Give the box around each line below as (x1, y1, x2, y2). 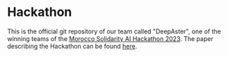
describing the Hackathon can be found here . (7, 42, 138, 50)
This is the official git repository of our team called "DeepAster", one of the (7, 27, 221, 35)
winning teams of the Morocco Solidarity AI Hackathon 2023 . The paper (7, 34, 213, 42)
